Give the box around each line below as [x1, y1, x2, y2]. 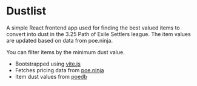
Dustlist [6, 4, 47, 18]
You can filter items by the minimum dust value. [6, 48, 125, 55]
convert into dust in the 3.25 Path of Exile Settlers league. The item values [6, 30, 191, 37]
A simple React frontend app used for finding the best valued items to [6, 24, 180, 31]
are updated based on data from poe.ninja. [6, 37, 113, 44]
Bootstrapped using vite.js [15, 60, 81, 67]
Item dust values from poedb [15, 73, 88, 80]
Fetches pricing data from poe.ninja [15, 66, 104, 73]
